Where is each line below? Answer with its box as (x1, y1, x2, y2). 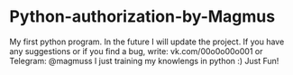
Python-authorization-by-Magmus (9, 6, 276, 27)
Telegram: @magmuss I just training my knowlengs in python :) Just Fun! (9, 55, 279, 66)
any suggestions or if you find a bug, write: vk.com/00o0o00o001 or (9, 45, 263, 56)
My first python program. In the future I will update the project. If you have (9, 36, 285, 47)
